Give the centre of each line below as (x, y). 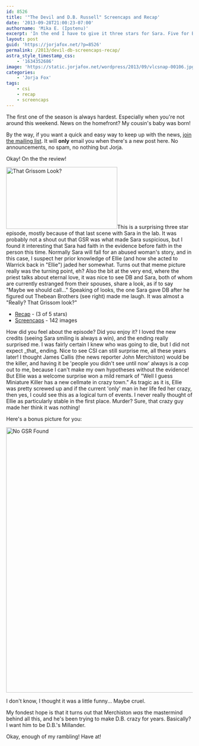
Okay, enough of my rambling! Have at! (54, 737)
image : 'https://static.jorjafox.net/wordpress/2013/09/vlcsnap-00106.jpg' (102, 67)
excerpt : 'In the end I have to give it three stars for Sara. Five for (98, 34)
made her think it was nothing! (43, 407)
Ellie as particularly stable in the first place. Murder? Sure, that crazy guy (95, 401)
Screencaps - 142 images (46, 320)
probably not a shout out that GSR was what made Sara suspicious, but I (94, 239)
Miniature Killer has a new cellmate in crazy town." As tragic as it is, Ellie (94, 382)
